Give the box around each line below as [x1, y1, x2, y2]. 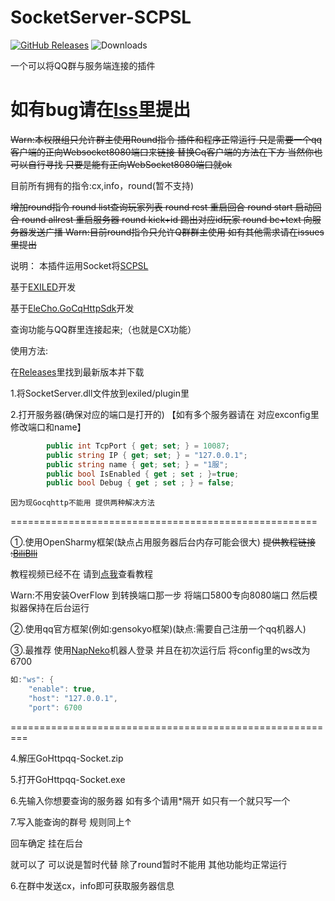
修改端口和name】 [10, 421, 87, 433]
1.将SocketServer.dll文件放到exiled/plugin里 [10, 387, 190, 399]
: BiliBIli [10, 547, 38, 560]
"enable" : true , [28, 684, 97, 695]
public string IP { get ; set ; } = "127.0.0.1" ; [46, 450, 248, 460]
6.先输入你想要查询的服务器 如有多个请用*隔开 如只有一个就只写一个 [10, 794, 291, 806]
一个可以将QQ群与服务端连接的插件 [10, 59, 156, 71]
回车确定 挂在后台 [10, 837, 83, 849]
